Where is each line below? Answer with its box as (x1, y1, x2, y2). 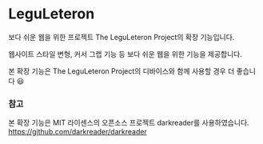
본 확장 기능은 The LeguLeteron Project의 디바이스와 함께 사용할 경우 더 (8, 66, 235, 76)
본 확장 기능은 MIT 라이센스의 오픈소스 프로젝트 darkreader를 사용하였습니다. (8, 118, 249, 128)
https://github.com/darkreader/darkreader (8, 127, 148, 137)
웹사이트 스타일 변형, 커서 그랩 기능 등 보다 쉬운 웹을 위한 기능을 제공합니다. (8, 49, 242, 58)
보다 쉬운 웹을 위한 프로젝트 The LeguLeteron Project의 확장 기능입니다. (8, 32, 235, 42)
